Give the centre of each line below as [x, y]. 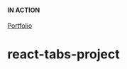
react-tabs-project [63, 54]
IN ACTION [24, 10]
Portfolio [20, 26]
